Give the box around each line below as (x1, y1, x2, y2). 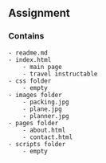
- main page (22, 63, 62, 71)
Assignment (8, 6, 70, 20)
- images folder (8, 91, 62, 99)
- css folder (8, 76, 52, 85)
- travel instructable (22, 70, 98, 78)
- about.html (22, 126, 66, 134)
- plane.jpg (22, 104, 62, 113)
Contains (8, 31, 45, 42)
